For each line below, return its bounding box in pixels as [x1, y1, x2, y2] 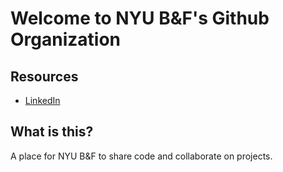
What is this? [10, 123, 94, 141]
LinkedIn [24, 95, 61, 106]
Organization [10, 28, 121, 51]
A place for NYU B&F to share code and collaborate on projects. [10, 150, 273, 162]
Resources [10, 68, 79, 85]
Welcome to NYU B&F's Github [10, 7, 270, 30]
